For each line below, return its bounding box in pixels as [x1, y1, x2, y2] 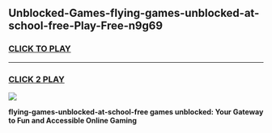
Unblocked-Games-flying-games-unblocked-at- [8, 6, 260, 20]
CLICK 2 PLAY [8, 73, 65, 85]
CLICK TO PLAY [8, 44, 71, 55]
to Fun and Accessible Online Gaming [8, 115, 138, 125]
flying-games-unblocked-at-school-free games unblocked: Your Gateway [8, 106, 264, 116]
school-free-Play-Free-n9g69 [8, 19, 164, 33]
